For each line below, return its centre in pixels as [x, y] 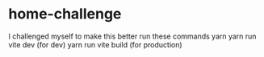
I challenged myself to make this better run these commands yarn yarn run [132, 36]
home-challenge [65, 14]
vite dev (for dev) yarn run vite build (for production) [96, 44]
